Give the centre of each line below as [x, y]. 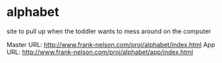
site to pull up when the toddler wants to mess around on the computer [109, 31]
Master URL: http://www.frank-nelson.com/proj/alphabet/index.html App [111, 44]
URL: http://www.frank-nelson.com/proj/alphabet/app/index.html [100, 52]
